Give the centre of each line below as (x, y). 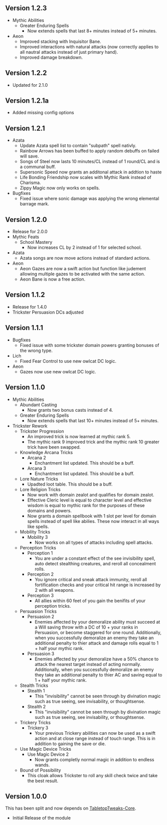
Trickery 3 (38, 728)
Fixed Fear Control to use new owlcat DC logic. (68, 361)
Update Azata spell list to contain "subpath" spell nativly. (78, 146)
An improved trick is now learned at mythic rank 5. (79, 436)
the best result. (43, 781)
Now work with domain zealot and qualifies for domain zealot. (91, 495)
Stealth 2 (36, 706)
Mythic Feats (26, 237)
